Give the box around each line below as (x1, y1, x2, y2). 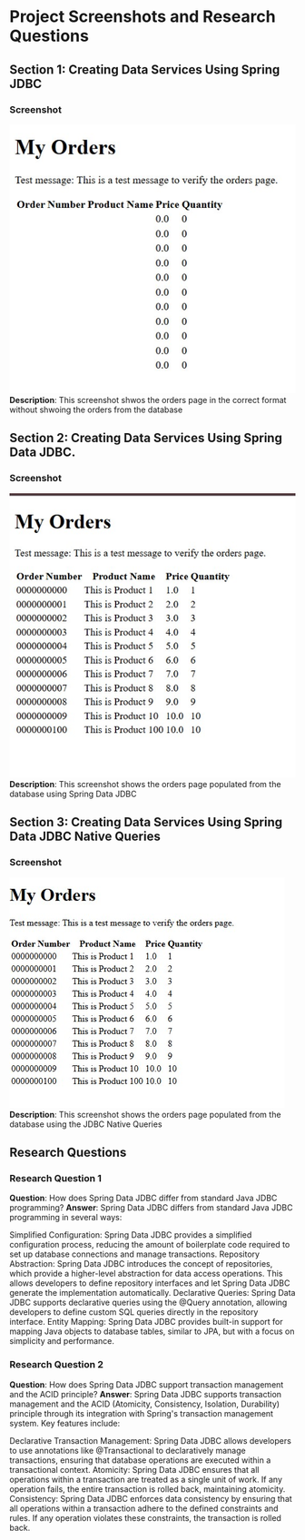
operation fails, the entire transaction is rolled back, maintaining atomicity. (9, 1483, 286, 1495)
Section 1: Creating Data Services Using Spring (9, 62, 280, 77)
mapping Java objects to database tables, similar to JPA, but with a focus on (9, 1326, 295, 1337)
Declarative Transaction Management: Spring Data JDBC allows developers (9, 1435, 292, 1446)
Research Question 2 (9, 1358, 104, 1371)
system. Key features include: (9, 1417, 121, 1428)
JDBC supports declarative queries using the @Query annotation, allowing (9, 1297, 288, 1308)
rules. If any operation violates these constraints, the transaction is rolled (9, 1512, 281, 1523)
